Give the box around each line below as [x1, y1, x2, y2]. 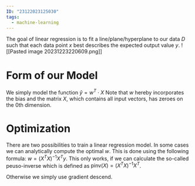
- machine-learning [11, 19, 59, 25]
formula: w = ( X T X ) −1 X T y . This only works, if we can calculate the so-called [6, 154, 189, 162]
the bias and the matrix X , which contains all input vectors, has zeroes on [6, 95, 183, 102]
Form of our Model [6, 69, 98, 82]
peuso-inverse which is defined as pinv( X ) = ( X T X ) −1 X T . [6, 161, 142, 169]
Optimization [6, 122, 70, 136]
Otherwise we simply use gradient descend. [6, 174, 113, 181]
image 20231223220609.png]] [28, 48, 103, 55]
